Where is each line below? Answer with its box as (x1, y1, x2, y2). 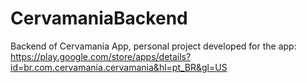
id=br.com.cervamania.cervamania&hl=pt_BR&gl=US (10, 61, 228, 73)
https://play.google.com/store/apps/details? (10, 50, 192, 62)
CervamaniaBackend (10, 7, 188, 30)
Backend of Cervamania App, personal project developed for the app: (10, 40, 297, 52)
